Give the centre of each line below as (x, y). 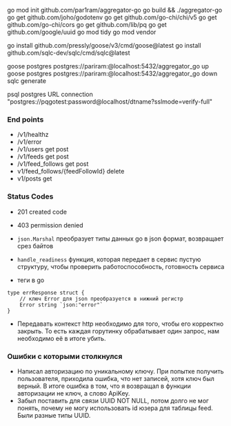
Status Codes (30, 196)
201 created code (42, 212)
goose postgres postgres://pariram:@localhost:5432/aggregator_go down (112, 73)
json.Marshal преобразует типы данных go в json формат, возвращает (120, 239)
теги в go (31, 280)
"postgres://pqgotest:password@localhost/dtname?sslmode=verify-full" (110, 102)
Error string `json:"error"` (61, 305)
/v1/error (29, 142)
